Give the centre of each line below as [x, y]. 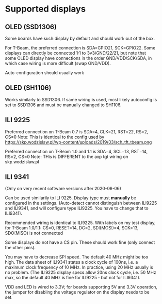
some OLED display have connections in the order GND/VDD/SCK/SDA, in [79, 58]
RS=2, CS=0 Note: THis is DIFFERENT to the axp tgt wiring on [67, 157]
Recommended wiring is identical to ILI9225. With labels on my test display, [81, 223]
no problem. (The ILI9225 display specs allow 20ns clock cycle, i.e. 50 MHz [81, 272]
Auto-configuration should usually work [45, 73]
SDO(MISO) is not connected [34, 233]
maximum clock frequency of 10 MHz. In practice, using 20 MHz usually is [79, 267]
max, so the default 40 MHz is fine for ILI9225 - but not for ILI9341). [73, 278]
